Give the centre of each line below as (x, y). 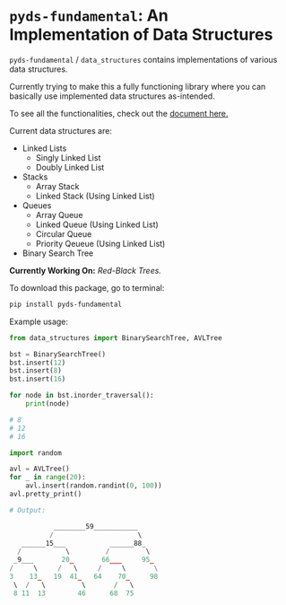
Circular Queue (64, 233)
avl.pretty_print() (46, 495)
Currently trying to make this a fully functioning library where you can (138, 86)
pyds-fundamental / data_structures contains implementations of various (143, 59)
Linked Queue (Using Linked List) (97, 224)
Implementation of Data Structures (141, 35)
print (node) (48, 404)
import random (36, 453)
